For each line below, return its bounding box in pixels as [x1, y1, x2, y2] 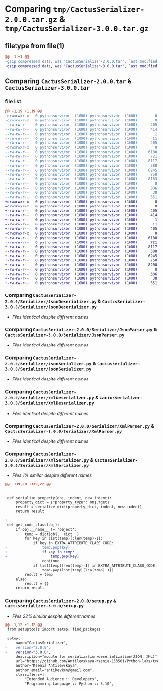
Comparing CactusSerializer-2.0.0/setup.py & [5, 597, 117, 604]
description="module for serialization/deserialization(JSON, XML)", [16, 654, 160, 659]
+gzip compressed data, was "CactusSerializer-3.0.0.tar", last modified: [5, 63, 160, 69]
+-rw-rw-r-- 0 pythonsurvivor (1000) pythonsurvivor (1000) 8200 [5, 262, 158, 268]
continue [42, 559, 60, 564]
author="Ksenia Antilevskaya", [16, 663, 79, 668]
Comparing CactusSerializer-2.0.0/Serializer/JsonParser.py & [5, 326, 157, 333]
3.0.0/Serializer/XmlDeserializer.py [5, 400, 95, 406]
